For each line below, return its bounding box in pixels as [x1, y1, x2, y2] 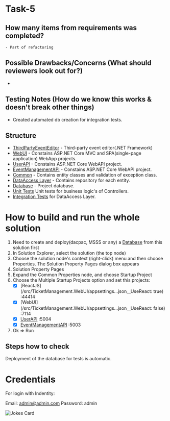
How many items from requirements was [5, 23, 137, 32]
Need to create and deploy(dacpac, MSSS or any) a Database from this [12, 239, 162, 245]
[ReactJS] [20, 283, 42, 289]
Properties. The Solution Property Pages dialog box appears [12, 261, 139, 267]
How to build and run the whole [5, 211, 140, 223]
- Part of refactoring [5, 45, 54, 50]
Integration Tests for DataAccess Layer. [12, 193, 96, 200]
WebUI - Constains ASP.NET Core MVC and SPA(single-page [12, 150, 141, 156]
